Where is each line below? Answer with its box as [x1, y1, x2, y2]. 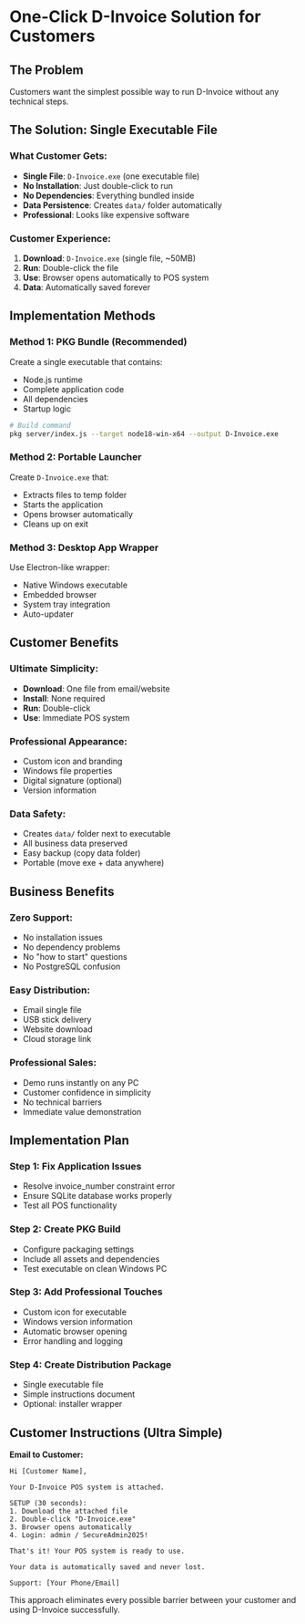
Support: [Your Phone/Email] [9, 1578, 120, 1588]
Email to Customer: [9, 1449, 84, 1460]
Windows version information [22, 1316, 134, 1327]
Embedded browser [22, 589, 97, 600]
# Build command [9, 421, 71, 430]
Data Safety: [9, 807, 66, 820]
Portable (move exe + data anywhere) [22, 858, 165, 869]
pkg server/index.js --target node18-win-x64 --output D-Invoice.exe [9, 429, 280, 439]
